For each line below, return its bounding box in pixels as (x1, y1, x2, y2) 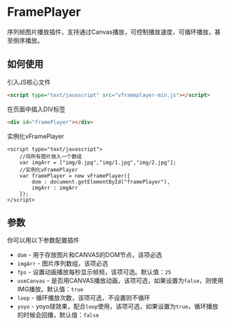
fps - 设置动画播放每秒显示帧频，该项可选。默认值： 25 (16, 268, 172, 276)
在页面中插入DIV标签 (7, 104, 66, 113)
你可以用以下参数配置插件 (7, 236, 80, 245)
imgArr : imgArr (32, 184, 78, 191)
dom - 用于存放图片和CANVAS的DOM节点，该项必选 (16, 251, 163, 259)
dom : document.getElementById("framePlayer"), (32, 178, 170, 186)
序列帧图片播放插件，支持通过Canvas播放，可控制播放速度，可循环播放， (7, 27, 215, 36)
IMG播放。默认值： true (16, 285, 84, 293)
